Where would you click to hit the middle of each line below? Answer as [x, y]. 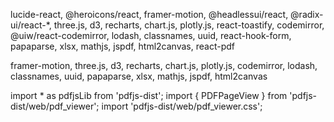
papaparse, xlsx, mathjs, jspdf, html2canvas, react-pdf [122, 46]
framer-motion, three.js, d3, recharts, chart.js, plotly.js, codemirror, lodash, [164, 65]
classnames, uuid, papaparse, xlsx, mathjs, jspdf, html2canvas [139, 76]
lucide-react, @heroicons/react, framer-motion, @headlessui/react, [149, 14]
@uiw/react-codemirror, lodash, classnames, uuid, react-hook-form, [151, 35]
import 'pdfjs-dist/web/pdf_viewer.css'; [182, 106]
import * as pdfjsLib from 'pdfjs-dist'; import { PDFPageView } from [149, 95]
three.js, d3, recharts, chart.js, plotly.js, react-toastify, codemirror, [189, 25]
